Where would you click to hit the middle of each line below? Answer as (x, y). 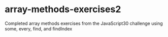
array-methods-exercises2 (63, 9)
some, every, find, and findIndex (39, 28)
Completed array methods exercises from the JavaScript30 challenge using (84, 23)
